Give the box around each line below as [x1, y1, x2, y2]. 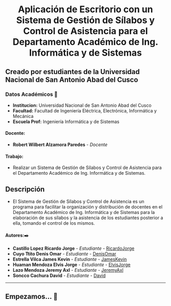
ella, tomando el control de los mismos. [12, 220, 95, 226]
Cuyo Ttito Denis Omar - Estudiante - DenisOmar [12, 251, 117, 257]
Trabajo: [5, 153, 24, 159]
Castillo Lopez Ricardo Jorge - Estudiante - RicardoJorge [12, 245, 135, 251]
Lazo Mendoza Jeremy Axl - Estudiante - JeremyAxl [12, 267, 124, 273]
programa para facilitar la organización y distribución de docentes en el [12, 204, 163, 210]
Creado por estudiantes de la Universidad [5, 67, 140, 76]
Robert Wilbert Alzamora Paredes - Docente [12, 142, 108, 148]
